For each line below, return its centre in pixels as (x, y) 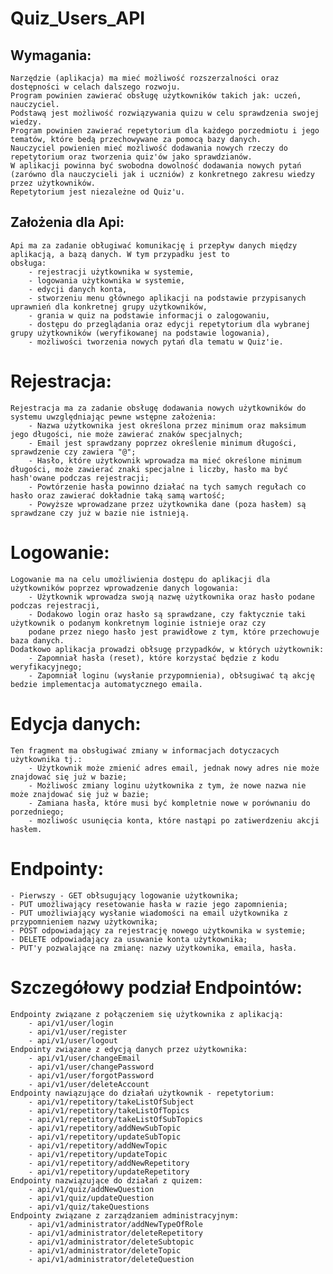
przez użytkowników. (53, 183)
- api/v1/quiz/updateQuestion (91, 1198)
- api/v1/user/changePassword (91, 1067)
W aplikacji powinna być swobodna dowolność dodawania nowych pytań (156, 166)
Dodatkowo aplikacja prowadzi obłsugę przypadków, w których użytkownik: (167, 649)
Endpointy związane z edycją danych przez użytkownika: (129, 1049)
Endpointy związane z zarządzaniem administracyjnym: (125, 1215)
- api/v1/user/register (78, 1032)
